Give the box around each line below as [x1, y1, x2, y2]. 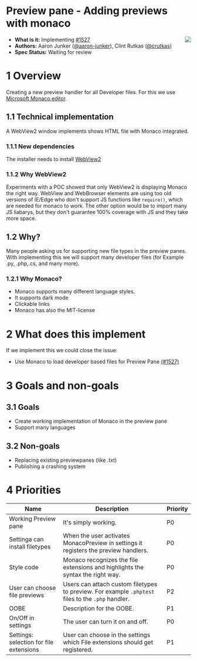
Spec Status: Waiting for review [14, 48, 92, 55]
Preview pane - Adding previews [6, 4, 168, 18]
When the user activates [63, 532, 130, 540]
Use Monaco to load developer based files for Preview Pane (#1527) [14, 358, 179, 365]
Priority [167, 505, 188, 513]
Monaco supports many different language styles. [14, 288, 135, 295]
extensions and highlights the [63, 563, 144, 572]
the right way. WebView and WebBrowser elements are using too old [6, 190, 172, 197]
